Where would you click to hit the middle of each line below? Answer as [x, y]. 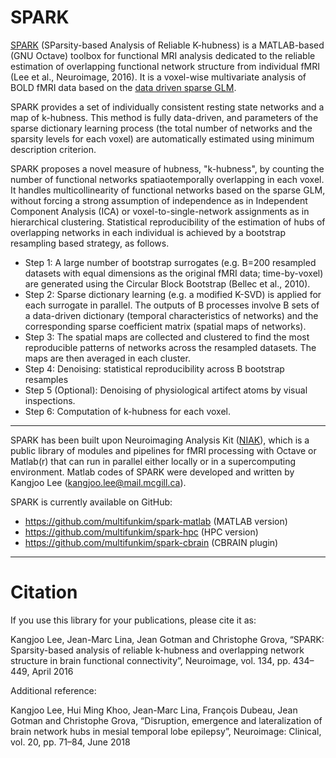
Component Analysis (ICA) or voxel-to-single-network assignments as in [160, 211]
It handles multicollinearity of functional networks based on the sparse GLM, [168, 190]
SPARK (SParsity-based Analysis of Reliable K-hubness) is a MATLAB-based [167, 45]
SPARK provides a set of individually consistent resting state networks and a [167, 107]
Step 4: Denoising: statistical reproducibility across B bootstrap [154, 368]
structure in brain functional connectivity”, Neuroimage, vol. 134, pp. [150, 660]
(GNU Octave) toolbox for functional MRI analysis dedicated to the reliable [163, 55]
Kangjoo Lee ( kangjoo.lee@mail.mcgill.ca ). [98, 482]
